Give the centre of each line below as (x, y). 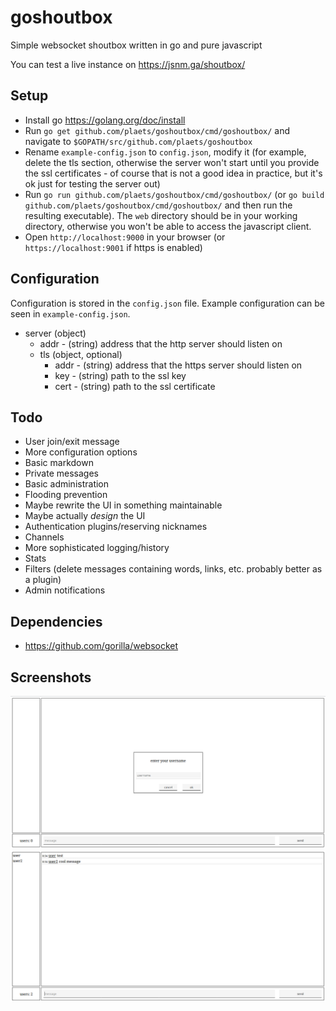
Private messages (61, 473)
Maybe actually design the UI (85, 516)
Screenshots (51, 677)
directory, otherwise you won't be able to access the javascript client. (168, 226)
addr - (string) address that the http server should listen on (161, 343)
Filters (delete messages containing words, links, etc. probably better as (173, 569)
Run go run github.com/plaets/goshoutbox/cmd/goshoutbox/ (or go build (174, 194)
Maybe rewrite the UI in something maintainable (123, 505)
